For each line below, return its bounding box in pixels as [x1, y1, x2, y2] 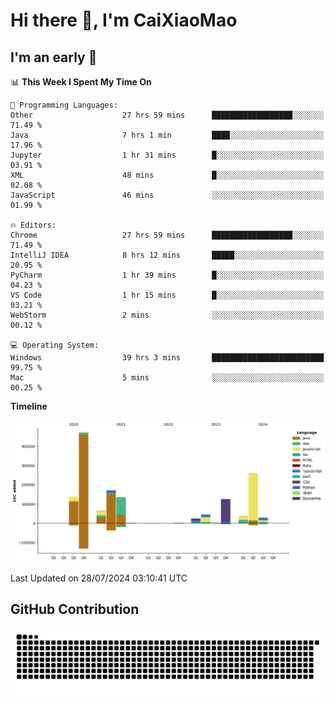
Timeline [10, 400, 48, 412]
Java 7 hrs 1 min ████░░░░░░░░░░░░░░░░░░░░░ [10, 130, 325, 140]
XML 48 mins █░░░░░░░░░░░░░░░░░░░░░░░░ [10, 170, 325, 180]
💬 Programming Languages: [10, 100, 118, 110]
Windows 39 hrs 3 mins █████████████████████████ [10, 353, 325, 363]
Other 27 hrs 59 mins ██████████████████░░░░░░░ [10, 110, 325, 120]
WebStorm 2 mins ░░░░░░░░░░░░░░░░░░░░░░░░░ [10, 310, 325, 320]
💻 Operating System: [10, 340, 100, 350]
